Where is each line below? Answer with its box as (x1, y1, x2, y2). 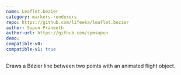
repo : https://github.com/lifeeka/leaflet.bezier (6, 19, 130, 25)
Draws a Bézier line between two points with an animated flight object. (6, 62, 176, 69)
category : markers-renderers (6, 14, 77, 20)
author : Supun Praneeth (6, 24, 64, 31)
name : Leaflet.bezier (6, 8, 59, 15)
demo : (6, 35, 19, 41)
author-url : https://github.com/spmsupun (6, 30, 109, 36)
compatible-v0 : (6, 41, 43, 47)
